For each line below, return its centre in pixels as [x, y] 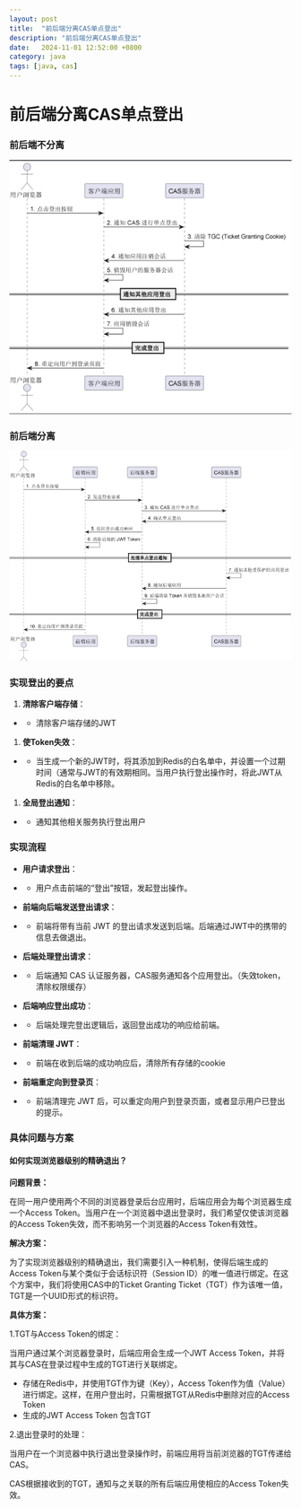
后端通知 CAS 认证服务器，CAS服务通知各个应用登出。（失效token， [160, 975]
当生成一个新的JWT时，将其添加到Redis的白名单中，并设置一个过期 [160, 761]
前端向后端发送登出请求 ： [69, 907]
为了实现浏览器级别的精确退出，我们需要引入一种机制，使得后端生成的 [139, 1262]
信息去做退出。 [63, 937]
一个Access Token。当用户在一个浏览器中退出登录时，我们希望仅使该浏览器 [149, 1213]
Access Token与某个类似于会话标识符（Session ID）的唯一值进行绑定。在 [145, 1273]
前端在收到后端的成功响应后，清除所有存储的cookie [130, 1063]
